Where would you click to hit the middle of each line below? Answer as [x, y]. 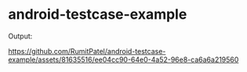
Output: [20, 36]
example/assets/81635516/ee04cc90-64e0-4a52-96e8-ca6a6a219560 [123, 59]
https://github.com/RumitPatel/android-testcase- [87, 51]
